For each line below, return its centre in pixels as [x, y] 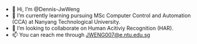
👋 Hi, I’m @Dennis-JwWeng [46, 9]
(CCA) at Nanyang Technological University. [66, 22]
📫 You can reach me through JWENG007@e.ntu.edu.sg [81, 35]
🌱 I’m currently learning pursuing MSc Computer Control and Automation [101, 15]
